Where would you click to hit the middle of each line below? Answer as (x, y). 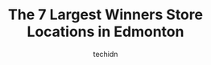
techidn (105, 54)
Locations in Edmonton (105, 32)
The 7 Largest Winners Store (105, 15)
